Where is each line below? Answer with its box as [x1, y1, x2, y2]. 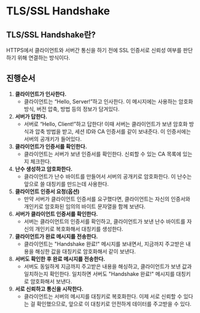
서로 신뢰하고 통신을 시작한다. [14, 285, 84, 292]
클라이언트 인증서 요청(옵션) [14, 188, 80, 195]
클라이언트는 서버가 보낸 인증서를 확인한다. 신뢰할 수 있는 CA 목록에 [23, 150, 181, 157]
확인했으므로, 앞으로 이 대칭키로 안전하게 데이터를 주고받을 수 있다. [37, 300, 192, 307]
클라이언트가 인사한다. [14, 90, 67, 97]
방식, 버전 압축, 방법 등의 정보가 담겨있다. [23, 105, 120, 112]
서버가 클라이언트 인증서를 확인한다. [14, 210, 98, 217]
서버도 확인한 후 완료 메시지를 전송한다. [14, 255, 106, 262]
